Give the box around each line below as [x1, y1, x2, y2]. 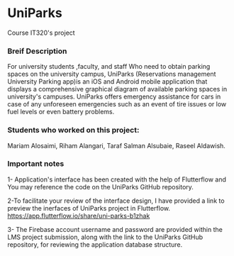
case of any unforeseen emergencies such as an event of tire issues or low [7, 100, 227, 108]
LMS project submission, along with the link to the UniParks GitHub [7, 233, 204, 241]
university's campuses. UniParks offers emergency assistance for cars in [7, 92, 221, 101]
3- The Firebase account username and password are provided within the [7, 225, 223, 233]
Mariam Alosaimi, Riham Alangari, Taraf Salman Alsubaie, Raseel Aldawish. [7, 141, 225, 150]
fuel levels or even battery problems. [7, 108, 115, 116]
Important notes [7, 159, 65, 169]
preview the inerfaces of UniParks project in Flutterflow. [7, 204, 170, 212]
